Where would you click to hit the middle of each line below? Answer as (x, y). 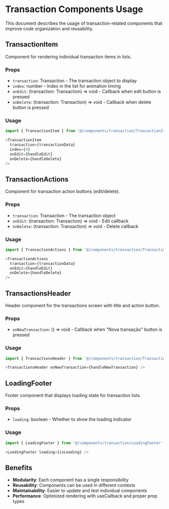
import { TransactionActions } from (44, 250)
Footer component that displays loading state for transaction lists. (73, 395)
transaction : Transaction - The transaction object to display (75, 81)
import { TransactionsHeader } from (44, 358)
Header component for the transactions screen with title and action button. (83, 305)
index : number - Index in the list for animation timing (67, 86)
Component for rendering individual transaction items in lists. (68, 56)
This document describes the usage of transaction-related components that (84, 23)
